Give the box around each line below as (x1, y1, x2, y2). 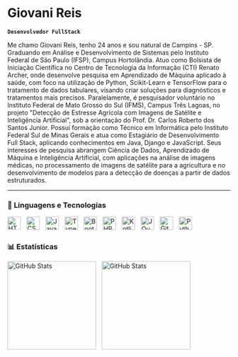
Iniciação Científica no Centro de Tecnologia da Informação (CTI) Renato (7, 63, 220, 71)
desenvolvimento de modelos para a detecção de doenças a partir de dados (7, 168, 230, 177)
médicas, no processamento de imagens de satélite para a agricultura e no (7, 160, 226, 169)
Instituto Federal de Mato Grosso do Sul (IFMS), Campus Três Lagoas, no (7, 100, 221, 109)
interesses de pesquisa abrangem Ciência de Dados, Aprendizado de (7, 146, 210, 154)
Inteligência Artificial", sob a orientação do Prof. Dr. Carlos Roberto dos (7, 115, 215, 124)
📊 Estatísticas (7, 242, 58, 252)
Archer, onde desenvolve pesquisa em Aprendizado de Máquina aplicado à (7, 71, 227, 79)
